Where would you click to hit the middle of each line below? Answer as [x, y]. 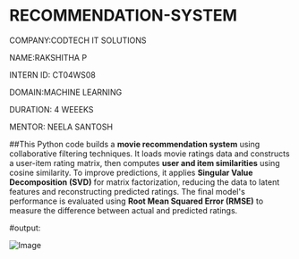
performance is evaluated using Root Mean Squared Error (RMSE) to [137, 201]
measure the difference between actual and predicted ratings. [124, 210]
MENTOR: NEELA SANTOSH [61, 127]
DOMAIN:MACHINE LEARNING [66, 92]
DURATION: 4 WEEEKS [51, 109]
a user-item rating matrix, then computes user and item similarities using [145, 163]
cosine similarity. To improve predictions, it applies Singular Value [131, 172]
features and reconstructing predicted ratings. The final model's [128, 191]
